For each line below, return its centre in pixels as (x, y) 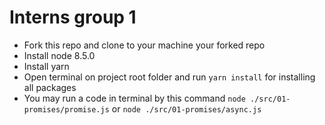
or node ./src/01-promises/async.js (186, 108)
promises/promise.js (66, 109)
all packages (50, 87)
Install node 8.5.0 (59, 55)
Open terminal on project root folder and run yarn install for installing (169, 77)
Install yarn (46, 66)
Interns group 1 (73, 17)
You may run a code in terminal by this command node (134, 98)
